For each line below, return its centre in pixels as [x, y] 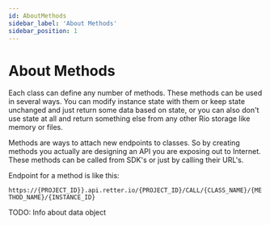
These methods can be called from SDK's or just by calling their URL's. [126, 160]
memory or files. [36, 127]
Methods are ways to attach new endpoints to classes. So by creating [124, 143]
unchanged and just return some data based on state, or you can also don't [134, 110]
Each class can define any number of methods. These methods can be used [135, 93]
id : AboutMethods [38, 16]
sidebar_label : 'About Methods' [63, 23]
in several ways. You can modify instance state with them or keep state [127, 102]
